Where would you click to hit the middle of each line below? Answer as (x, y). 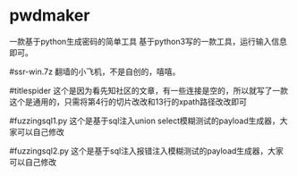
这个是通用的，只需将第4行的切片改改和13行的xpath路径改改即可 (128, 101)
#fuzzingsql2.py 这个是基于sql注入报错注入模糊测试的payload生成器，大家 (147, 151)
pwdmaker (50, 16)
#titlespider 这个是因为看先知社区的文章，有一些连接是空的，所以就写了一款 (149, 90)
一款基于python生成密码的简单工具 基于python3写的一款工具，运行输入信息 (148, 41)
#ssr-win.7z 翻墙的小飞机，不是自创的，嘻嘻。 (95, 71)
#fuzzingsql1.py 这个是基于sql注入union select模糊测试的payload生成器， (144, 121)
